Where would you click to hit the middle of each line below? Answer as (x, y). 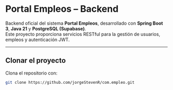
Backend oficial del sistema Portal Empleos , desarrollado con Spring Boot (84, 23)
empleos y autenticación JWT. (38, 40)
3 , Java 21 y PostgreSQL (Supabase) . (46, 28)
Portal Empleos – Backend (62, 9)
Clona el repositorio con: (31, 73)
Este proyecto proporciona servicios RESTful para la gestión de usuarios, (83, 34)
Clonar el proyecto (36, 60)
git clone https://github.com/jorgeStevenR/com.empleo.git (70, 82)
